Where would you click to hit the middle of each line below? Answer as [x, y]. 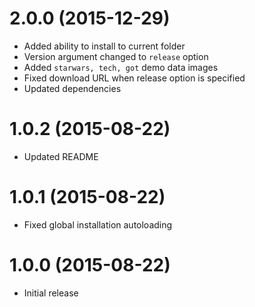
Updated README [61, 156]
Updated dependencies [72, 88]
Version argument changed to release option [116, 56]
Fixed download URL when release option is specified [134, 78]
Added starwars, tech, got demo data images [121, 67]
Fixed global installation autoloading [98, 224]
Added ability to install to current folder [104, 46]
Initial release [51, 293]
